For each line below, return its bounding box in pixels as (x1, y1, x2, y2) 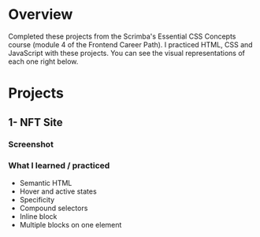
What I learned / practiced (8, 160, 110, 171)
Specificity (19, 194, 55, 204)
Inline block (19, 211, 58, 221)
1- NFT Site (8, 116, 63, 129)
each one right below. (8, 57, 79, 66)
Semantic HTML (19, 178, 72, 187)
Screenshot (8, 139, 54, 150)
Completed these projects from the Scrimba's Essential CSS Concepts (8, 31, 236, 41)
